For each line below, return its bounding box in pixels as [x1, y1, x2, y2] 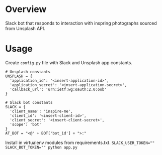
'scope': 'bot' [10, 122, 42, 127]
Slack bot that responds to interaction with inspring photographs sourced [5, 20, 157, 26]
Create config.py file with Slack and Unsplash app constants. [5, 59, 132, 66]
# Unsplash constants [5, 69, 51, 74]
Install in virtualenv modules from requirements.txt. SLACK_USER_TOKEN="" [5, 139, 155, 145]
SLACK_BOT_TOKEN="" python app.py [5, 144, 78, 150]
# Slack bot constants [5, 100, 53, 105]
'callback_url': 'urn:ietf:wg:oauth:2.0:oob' [10, 87, 107, 92]
